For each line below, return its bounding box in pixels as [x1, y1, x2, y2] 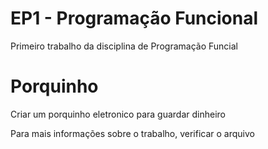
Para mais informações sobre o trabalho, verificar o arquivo [10, 127, 255, 139]
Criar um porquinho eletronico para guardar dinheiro [10, 108, 226, 120]
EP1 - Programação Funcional [10, 7, 259, 30]
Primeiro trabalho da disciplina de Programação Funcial [10, 40, 238, 52]
